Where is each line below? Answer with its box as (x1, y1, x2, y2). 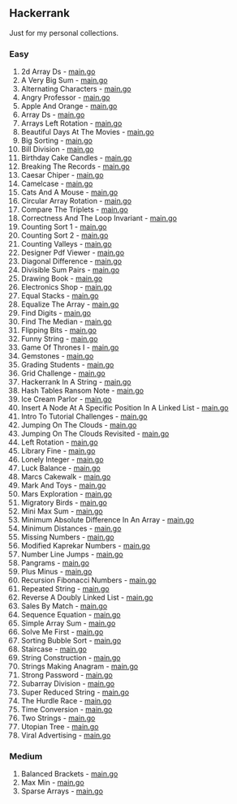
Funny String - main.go (20, 334, 98, 344)
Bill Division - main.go (20, 144, 94, 154)
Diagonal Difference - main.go (20, 256, 123, 266)
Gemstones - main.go (20, 351, 94, 361)
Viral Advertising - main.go (20, 730, 111, 741)
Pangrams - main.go (20, 558, 90, 568)
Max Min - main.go (20, 778, 84, 788)
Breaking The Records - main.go (20, 161, 130, 171)
